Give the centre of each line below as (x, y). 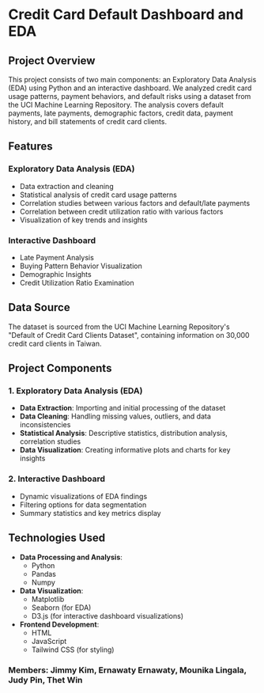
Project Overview (52, 61)
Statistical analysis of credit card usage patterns (98, 195)
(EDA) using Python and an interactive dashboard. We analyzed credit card (130, 88)
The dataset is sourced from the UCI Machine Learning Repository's (119, 327)
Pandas (44, 574)
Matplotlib (48, 599)
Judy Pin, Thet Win (45, 680)
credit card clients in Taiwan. (55, 343)
